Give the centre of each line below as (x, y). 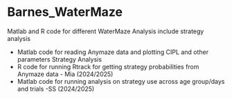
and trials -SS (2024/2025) (56, 89)
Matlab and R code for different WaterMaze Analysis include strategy (106, 31)
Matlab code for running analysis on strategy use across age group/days (121, 81)
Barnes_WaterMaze (65, 12)
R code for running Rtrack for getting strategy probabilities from (108, 66)
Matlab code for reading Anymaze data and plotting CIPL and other (113, 52)
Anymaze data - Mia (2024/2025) (65, 74)
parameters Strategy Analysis (60, 59)
